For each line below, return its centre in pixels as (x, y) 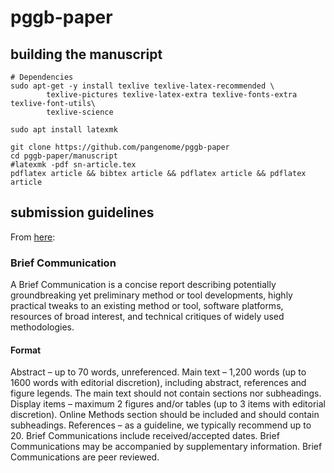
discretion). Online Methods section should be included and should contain (165, 415)
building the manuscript (86, 54)
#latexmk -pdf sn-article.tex (73, 165)
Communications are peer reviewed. (85, 457)
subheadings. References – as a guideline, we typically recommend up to (161, 425)
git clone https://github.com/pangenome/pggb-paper (120, 147)
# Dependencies (42, 77)
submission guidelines (82, 212)
